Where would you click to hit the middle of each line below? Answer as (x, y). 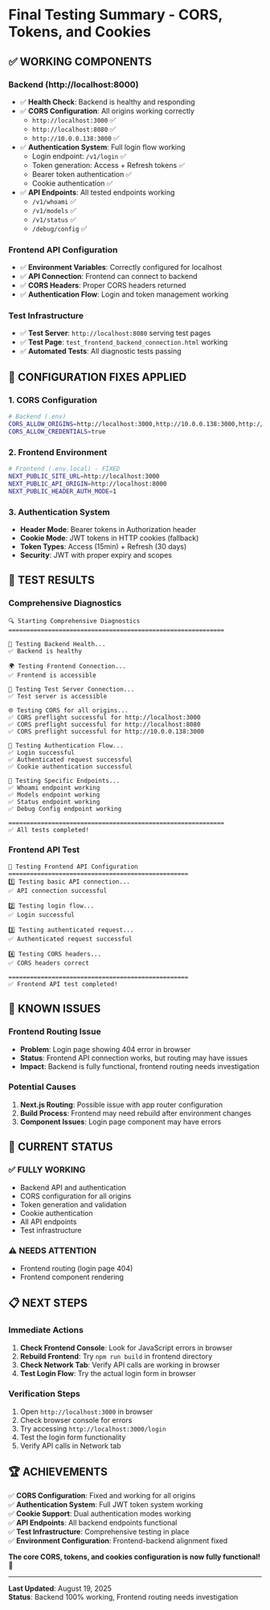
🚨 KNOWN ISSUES (55, 1009)
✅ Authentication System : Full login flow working (103, 147)
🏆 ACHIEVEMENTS (58, 1472)
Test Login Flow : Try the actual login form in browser (108, 1373)
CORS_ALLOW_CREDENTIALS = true (57, 432)
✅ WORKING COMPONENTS (80, 61)
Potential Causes (42, 1087)
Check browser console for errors (76, 1420)
